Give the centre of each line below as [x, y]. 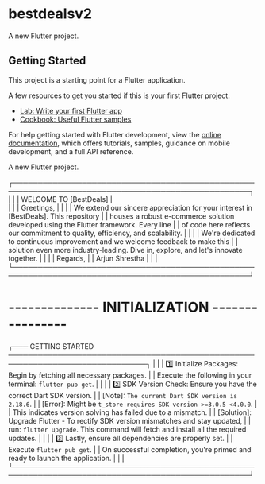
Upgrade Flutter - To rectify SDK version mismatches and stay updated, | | [130, 420]
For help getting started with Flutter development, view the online [115, 134]
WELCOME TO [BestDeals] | [67, 199]
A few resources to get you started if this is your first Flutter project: [119, 95]
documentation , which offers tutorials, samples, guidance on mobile [119, 143]
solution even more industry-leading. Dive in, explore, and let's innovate [126, 250]
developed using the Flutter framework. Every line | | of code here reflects [129, 224]
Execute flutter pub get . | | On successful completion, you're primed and [130, 449]
